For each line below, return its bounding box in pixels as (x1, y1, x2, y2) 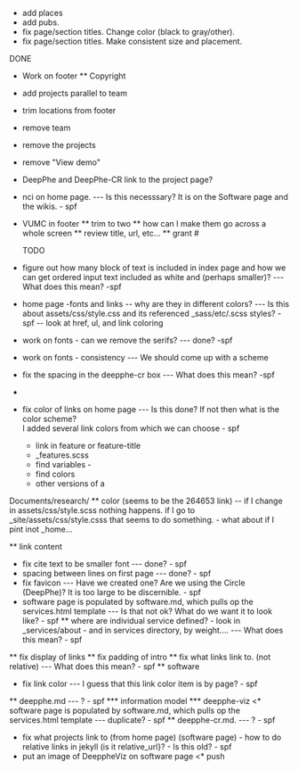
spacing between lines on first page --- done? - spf (21, 568, 212, 578)
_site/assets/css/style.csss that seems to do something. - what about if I (9, 515, 275, 525)
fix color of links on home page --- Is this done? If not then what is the (21, 404, 280, 414)
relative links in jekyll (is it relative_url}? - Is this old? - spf (21, 741, 232, 752)
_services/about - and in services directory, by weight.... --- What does (21, 625, 284, 635)
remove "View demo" (21, 157, 101, 168)
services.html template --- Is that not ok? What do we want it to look (21, 606, 273, 617)
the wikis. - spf (21, 201, 77, 211)
